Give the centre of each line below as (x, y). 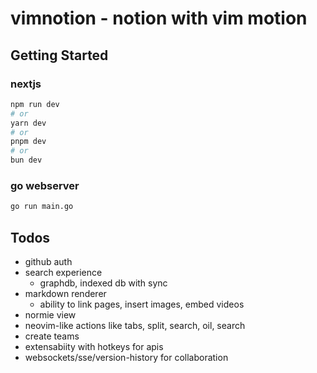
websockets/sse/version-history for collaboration (126, 357)
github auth (48, 261)
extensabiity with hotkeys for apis (94, 346)
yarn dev (28, 123)
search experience (63, 272)
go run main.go (42, 207)
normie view (50, 314)
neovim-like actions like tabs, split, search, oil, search (135, 325)
